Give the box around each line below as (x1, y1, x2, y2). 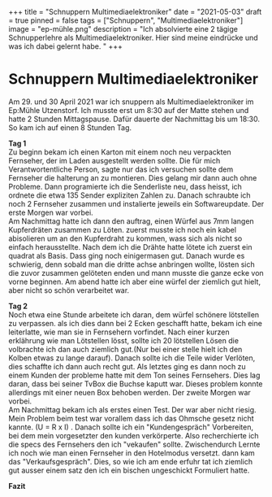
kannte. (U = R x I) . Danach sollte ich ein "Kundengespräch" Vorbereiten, (8, 422, 254, 432)
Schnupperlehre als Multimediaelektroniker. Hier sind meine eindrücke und (8, 33, 258, 42)
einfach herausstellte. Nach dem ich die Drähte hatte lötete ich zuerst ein (8, 242, 253, 251)
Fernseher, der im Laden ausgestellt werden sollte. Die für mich (8, 155, 221, 165)
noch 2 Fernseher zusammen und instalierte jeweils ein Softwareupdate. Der (8, 198, 265, 208)
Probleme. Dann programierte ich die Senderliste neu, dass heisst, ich (8, 181, 242, 191)
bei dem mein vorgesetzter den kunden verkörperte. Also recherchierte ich (8, 430, 259, 440)
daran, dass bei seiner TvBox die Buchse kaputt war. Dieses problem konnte (8, 378, 263, 389)
